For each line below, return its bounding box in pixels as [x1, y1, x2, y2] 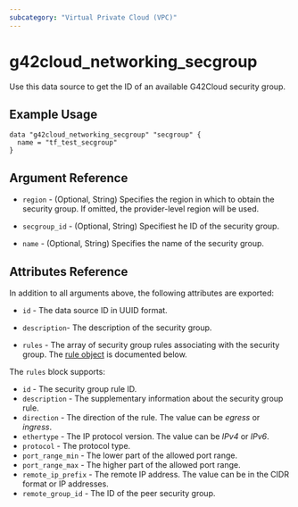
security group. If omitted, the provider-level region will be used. [21, 204, 260, 214]
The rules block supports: [9, 367, 105, 377]
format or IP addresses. [21, 478, 109, 489]
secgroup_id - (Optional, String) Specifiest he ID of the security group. [21, 220, 279, 232]
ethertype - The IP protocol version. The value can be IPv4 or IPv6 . [21, 431, 269, 442]
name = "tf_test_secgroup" [17, 138, 118, 147]
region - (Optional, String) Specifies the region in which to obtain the [21, 194, 275, 205]
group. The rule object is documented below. [21, 349, 187, 360]
